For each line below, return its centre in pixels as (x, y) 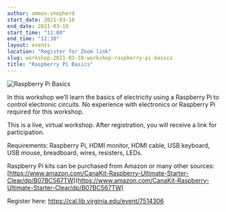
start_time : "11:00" (37, 32)
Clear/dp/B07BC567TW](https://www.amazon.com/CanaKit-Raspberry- (108, 180)
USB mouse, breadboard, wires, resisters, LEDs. (75, 153)
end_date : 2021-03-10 (38, 26)
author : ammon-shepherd (41, 13)
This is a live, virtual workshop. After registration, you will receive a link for (112, 124)
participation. (26, 132)
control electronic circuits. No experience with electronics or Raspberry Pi (111, 104)
